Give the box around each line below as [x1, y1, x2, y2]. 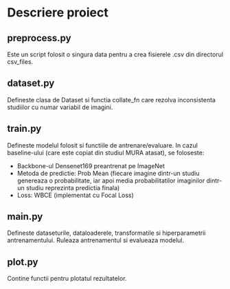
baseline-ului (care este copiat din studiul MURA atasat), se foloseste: [7, 148, 205, 157]
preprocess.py [7, 32, 71, 44]
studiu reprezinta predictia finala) [26, 183, 120, 192]
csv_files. [7, 58, 34, 66]
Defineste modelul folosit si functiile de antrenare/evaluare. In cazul [7, 141, 198, 149]
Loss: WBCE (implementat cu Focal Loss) [16, 191, 134, 199]
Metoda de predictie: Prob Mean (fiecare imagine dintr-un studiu [16, 169, 200, 177]
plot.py [7, 256, 39, 268]
